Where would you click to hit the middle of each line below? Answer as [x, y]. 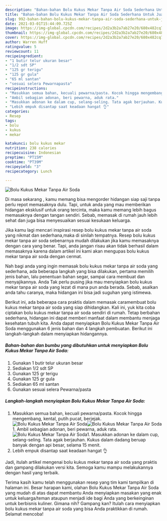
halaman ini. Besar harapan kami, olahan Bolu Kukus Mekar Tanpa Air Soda [82, 488]
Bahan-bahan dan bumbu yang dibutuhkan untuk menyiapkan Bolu [77, 345]
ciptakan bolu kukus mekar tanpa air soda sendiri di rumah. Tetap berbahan [83, 313]
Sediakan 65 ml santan [36, 384]
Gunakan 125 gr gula [33, 379]
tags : [11, 121]
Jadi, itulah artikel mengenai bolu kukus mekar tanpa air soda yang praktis [81, 462]
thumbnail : [16, 33]
